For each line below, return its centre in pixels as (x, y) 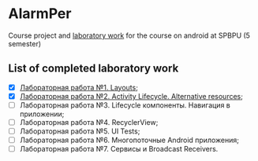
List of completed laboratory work (93, 69)
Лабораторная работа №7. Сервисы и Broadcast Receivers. (119, 149)
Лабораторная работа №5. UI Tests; (80, 131)
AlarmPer (40, 14)
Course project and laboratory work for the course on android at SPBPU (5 (129, 35)
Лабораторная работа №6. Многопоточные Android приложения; (129, 140)
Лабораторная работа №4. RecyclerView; (89, 122)
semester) (25, 43)
